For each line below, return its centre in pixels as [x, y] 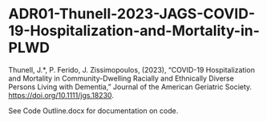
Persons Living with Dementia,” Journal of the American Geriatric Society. [130, 87]
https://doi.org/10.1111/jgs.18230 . [61, 95]
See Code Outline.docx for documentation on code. [93, 110]
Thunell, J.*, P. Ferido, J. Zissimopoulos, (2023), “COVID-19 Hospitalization [131, 69]
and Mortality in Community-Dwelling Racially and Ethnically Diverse [121, 78]
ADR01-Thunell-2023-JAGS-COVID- [132, 14]
